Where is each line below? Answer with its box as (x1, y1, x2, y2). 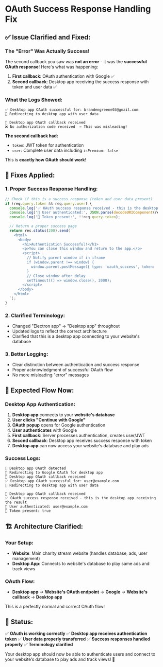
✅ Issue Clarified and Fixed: (5, 33, 91, 41)
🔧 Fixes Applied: (5, 171, 55, 179)
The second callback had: (5, 133, 58, 139)
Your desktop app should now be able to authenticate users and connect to (5, 651, 156, 657)
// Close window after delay (26, 273, 86, 278)
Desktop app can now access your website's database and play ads (12, 443, 149, 449)
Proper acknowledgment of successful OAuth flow (12, 367, 113, 373)
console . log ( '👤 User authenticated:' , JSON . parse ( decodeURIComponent (9, 210, 153, 215)
